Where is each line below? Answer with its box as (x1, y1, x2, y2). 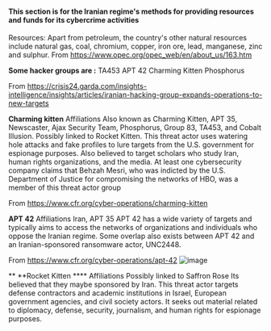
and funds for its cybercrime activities (8, 15, 140, 24)
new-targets (8, 98, 50, 108)
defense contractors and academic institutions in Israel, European (8, 288, 227, 298)
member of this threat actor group (8, 182, 122, 193)
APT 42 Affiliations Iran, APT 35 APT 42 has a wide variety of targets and (8, 214, 252, 224)
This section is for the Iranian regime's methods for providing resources (8, 6, 254, 16)
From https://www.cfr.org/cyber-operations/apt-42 (8, 255, 177, 266)
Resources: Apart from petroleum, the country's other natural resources (8, 33, 248, 43)
